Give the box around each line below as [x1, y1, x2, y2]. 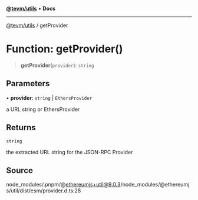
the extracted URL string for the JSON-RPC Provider [6, 148, 133, 155]
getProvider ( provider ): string [20, 62, 94, 69]
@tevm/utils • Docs [6, 5, 56, 12]
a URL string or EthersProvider [6, 106, 80, 113]
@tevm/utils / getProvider [6, 22, 68, 29]
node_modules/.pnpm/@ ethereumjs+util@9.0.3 [6, 181, 121, 188]
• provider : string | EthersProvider [6, 94, 93, 101]
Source [6, 165, 34, 175]
